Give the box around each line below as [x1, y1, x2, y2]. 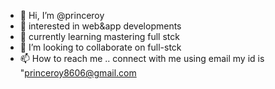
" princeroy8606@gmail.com [19, 67, 137, 79]
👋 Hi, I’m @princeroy [19, 10, 105, 21]
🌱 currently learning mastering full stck [19, 31, 180, 42]
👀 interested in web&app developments [19, 20, 182, 32]
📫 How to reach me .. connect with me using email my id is [19, 53, 265, 64]
